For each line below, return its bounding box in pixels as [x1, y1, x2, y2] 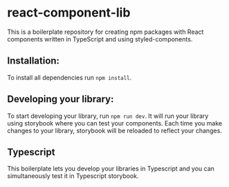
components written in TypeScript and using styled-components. [7, 35, 193, 43]
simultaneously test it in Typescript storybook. [7, 172, 139, 180]
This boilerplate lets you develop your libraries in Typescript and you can [7, 164, 214, 173]
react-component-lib [7, 5, 131, 21]
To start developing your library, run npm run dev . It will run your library [7, 112, 209, 120]
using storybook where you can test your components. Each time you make [7, 119, 223, 127]
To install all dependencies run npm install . [7, 73, 132, 81]
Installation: [7, 55, 60, 67]
